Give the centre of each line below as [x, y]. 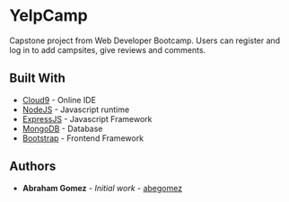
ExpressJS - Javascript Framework [87, 119]
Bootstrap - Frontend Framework [83, 138]
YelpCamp [48, 16]
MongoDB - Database [62, 128]
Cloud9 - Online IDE [59, 100]
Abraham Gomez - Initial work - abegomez [102, 188]
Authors [33, 167]
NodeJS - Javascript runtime [76, 110]
